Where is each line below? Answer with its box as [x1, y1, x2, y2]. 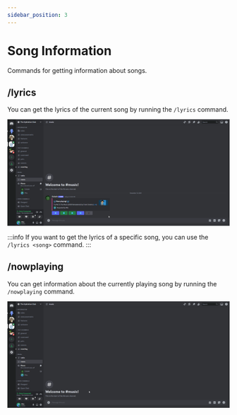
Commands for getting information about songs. [7, 66, 147, 74]
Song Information [7, 42, 112, 59]
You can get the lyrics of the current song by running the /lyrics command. [7, 105, 229, 114]
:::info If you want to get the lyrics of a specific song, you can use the [7, 233, 209, 242]
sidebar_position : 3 [7, 11, 68, 18]
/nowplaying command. [7, 287, 75, 296]
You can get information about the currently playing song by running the [7, 279, 217, 288]
